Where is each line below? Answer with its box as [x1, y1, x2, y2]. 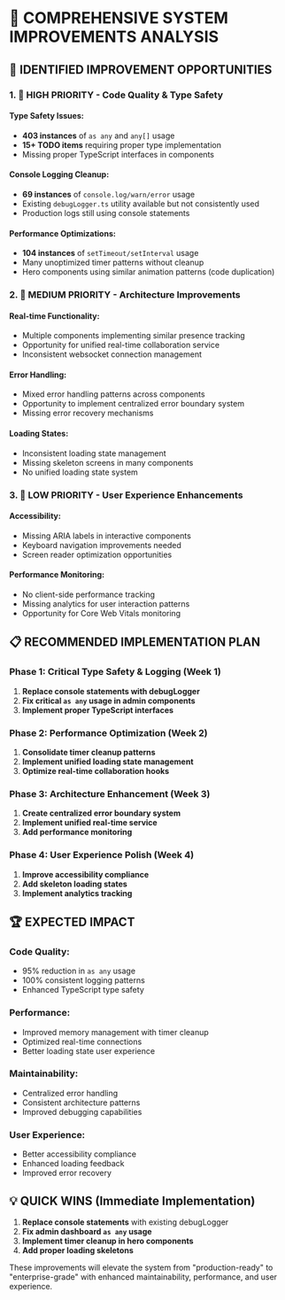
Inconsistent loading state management [21, 447, 166, 459]
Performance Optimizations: [9, 228, 117, 238]
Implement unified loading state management [21, 756, 194, 767]
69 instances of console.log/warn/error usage [21, 189, 196, 199]
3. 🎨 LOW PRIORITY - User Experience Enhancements [9, 489, 243, 501]
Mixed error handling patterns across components [21, 389, 205, 399]
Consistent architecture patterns [21, 1097, 141, 1108]
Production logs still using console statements [21, 207, 190, 218]
